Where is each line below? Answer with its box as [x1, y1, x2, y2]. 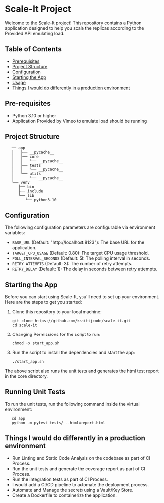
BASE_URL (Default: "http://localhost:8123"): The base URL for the [12, 239, 145, 245]
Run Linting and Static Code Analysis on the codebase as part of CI [12, 455, 151, 461]
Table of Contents [5, 45, 62, 53]
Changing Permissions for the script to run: [12, 332, 101, 337]
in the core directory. [5, 373, 48, 379]
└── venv [11, 180, 30, 185]
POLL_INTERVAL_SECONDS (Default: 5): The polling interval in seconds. [12, 255, 150, 261]
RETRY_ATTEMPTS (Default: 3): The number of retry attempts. [12, 261, 133, 267]
